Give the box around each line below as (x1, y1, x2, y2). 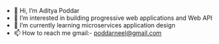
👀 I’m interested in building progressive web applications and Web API (13, 14, 213, 22)
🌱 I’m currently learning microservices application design (13, 21, 176, 29)
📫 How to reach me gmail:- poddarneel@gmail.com (13, 29, 162, 37)
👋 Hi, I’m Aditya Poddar (13, 7, 80, 14)
